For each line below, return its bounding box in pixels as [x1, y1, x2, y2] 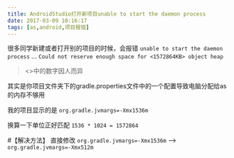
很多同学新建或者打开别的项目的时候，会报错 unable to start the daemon [7, 44, 223, 53]
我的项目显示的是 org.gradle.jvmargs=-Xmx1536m [7, 106, 149, 115]
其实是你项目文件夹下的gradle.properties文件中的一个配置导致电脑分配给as [7, 82, 227, 90]
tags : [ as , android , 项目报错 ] [7, 23, 90, 31]
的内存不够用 [7, 90, 45, 100]
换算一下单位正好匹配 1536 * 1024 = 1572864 [7, 121, 139, 130]
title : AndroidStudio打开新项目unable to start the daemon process [7, 10, 206, 18]
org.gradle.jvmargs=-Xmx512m [7, 144, 94, 152]
